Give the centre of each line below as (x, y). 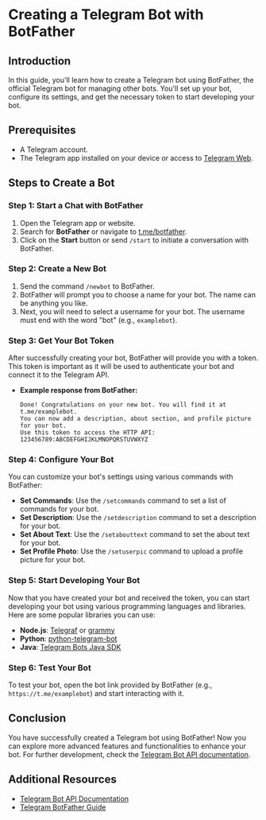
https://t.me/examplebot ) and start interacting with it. (96, 693)
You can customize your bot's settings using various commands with (121, 477)
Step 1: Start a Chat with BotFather (76, 206)
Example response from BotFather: (79, 391)
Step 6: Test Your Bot (50, 667)
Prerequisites (42, 130)
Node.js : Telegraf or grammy (67, 630)
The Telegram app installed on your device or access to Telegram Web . (137, 157)
